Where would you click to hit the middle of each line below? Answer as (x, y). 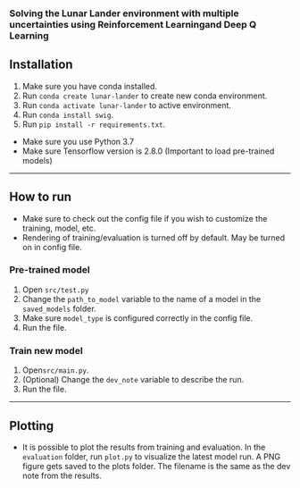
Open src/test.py (55, 290)
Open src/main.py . (55, 370)
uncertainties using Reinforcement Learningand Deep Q (133, 24)
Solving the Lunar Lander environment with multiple (124, 13)
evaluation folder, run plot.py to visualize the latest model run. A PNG (151, 456)
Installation (41, 65)
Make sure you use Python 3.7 (78, 141)
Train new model (46, 350)
